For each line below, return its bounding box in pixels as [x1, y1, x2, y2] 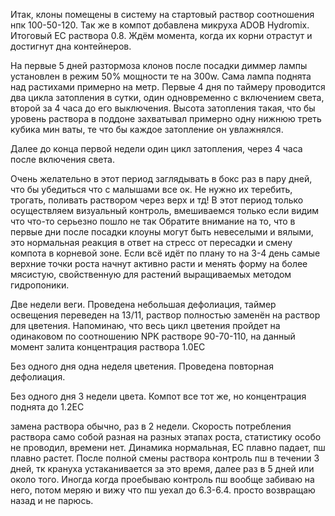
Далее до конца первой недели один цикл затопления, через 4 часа [10, 143, 303, 154]
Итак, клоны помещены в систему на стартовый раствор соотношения [10, 9, 315, 20]
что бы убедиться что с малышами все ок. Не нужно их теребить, [10, 184, 293, 195]
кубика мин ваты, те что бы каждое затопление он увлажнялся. [10, 124, 284, 135]
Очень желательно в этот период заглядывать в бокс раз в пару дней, [10, 173, 313, 184]
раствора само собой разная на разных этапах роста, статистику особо [10, 431, 322, 443]
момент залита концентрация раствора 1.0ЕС [10, 341, 206, 353]
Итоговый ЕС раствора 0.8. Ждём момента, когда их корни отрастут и [10, 30, 313, 41]
